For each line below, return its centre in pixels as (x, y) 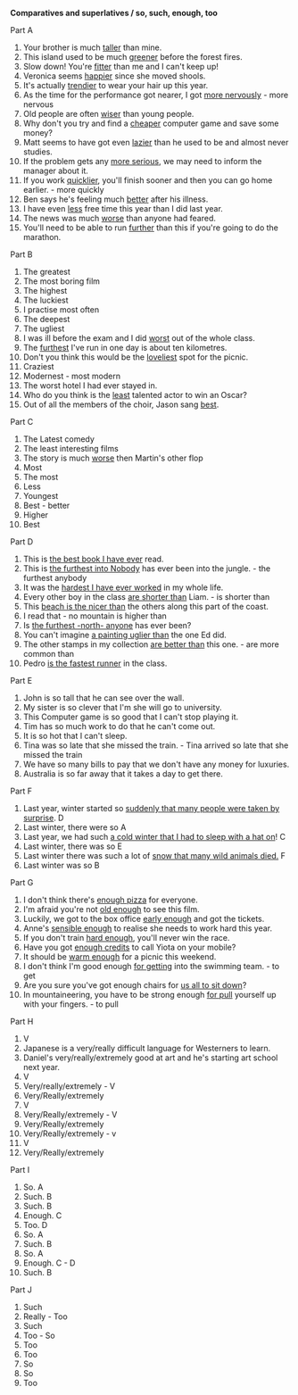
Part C (22, 422)
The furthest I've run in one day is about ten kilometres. (125, 348)
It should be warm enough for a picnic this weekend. (120, 957)
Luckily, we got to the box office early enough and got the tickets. (144, 919)
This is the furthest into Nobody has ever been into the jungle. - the (147, 569)
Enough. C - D (49, 1263)
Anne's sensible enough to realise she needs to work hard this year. (148, 928)
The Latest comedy (58, 439)
